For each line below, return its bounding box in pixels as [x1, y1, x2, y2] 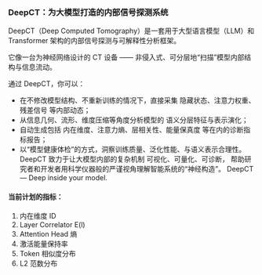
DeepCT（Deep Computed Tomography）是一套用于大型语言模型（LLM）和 [8, 26, 255, 36]
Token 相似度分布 [19, 248, 76, 258]
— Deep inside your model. [19, 173, 108, 183]
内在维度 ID [19, 211, 56, 220]
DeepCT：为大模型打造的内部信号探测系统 [8, 6, 169, 17]
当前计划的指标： [8, 192, 64, 201]
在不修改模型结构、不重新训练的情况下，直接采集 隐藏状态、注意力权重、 [19, 96, 256, 105]
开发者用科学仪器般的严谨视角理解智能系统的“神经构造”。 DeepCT [40, 165, 254, 174]
